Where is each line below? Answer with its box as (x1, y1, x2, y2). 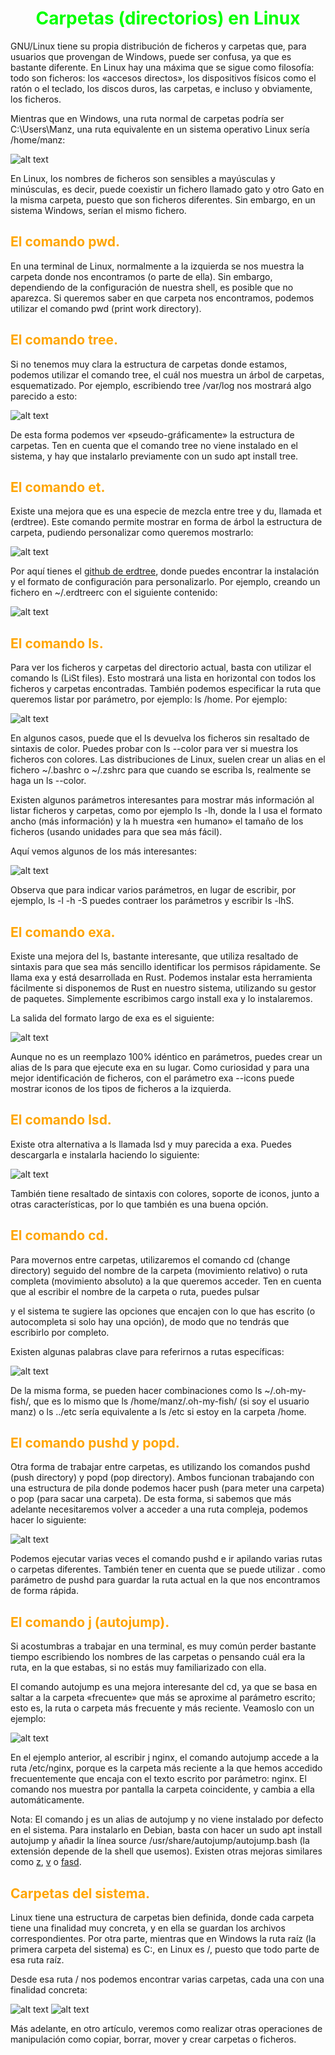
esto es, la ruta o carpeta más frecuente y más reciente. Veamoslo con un (10, 1702, 315, 1714)
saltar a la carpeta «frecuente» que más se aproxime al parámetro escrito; (10, 1692, 316, 1704)
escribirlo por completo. (10, 1326, 110, 1338)
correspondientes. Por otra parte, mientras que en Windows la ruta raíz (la (10, 1933, 317, 1945)
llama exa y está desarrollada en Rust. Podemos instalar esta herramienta (10, 972, 313, 983)
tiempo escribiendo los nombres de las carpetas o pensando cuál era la (10, 1651, 306, 1663)
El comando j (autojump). (10, 1613, 170, 1631)
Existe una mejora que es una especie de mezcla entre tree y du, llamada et (10, 505, 322, 517)
